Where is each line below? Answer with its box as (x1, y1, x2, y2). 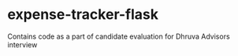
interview (7, 39, 38, 49)
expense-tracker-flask (7, 6, 159, 24)
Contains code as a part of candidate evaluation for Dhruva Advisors (7, 32, 230, 41)
